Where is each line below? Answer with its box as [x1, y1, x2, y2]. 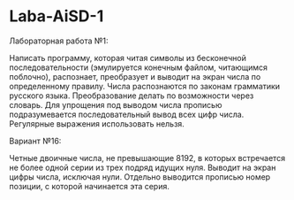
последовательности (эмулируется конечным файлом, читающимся [9, 62, 268, 73]
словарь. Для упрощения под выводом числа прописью [9, 99, 222, 110]
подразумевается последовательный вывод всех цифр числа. [9, 109, 245, 119]
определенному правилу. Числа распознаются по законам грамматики [9, 81, 281, 91]
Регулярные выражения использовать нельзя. [9, 118, 185, 129]
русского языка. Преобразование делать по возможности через [9, 90, 254, 101]
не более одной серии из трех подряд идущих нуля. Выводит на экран [9, 162, 276, 173]
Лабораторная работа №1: [9, 35, 109, 46]
